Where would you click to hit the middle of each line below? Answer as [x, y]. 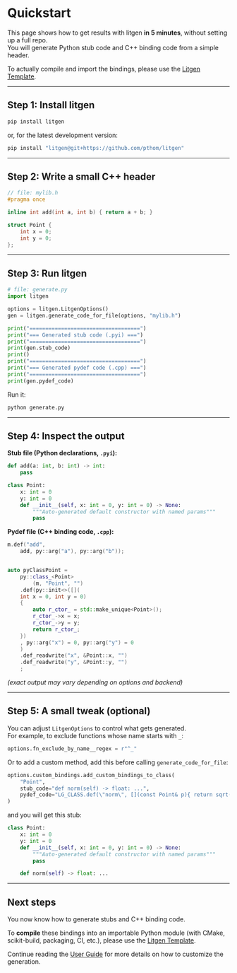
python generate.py [36, 407]
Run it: [17, 395]
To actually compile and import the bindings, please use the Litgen [104, 69]
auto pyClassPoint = [38, 571]
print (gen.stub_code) [39, 348]
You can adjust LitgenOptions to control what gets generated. [97, 728]
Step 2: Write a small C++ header [81, 176]
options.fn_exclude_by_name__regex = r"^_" [72, 748]
